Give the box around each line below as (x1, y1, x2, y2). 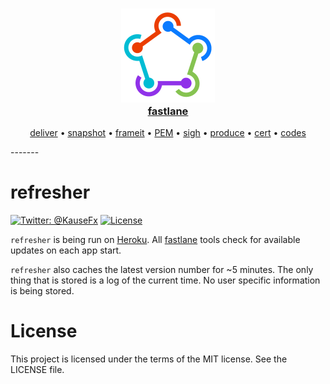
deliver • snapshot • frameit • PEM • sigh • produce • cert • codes (29, 127, 307, 139)
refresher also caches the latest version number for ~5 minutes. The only (10, 264, 314, 276)
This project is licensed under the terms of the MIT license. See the (10, 353, 288, 365)
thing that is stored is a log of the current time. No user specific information (10, 274, 321, 287)
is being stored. (10, 285, 75, 297)
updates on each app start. (10, 244, 122, 257)
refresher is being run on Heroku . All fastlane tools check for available (10, 234, 301, 246)
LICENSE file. (10, 364, 65, 376)
